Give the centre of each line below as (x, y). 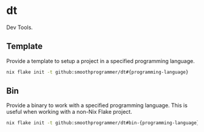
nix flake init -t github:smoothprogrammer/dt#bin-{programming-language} (103, 123)
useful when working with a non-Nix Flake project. (69, 112)
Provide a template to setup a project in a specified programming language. (101, 61)
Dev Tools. (20, 27)
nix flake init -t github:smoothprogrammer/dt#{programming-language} (97, 72)
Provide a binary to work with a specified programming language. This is (97, 105)
